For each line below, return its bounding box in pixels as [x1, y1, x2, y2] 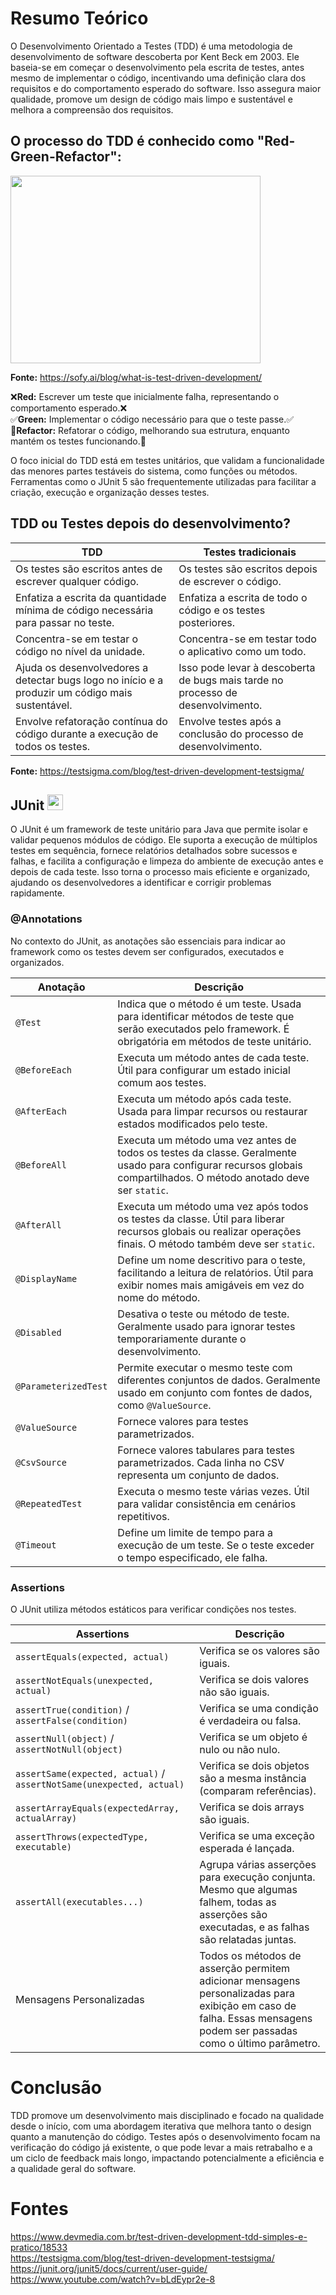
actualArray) [15, 1812, 78, 1824]
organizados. [10, 956, 65, 968]
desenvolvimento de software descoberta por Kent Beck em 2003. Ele [10, 50, 300, 62]
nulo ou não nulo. [199, 1742, 281, 1756]
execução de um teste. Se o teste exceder [117, 1538, 315, 1552]
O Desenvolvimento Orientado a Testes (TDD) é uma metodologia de [10, 40, 293, 52]
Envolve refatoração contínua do [15, 714, 168, 728]
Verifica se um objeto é [199, 1730, 308, 1744]
